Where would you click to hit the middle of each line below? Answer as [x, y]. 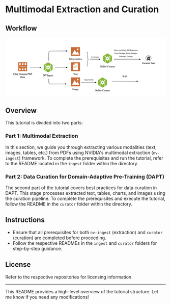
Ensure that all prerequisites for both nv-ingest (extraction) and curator [88, 232]
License [18, 264]
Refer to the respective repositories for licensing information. [69, 277]
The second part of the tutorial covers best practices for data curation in [81, 188]
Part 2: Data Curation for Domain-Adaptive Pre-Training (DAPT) [85, 176]
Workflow [21, 28]
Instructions [25, 220]
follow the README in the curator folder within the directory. [69, 204]
